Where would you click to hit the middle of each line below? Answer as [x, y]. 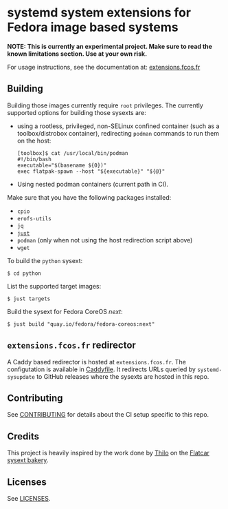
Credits [23, 436]
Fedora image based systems [93, 27]
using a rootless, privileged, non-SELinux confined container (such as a [118, 126]
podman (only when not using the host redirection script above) [105, 240]
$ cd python [24, 273]
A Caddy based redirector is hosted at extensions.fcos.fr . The [97, 362]
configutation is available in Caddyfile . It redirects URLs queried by [101, 369]
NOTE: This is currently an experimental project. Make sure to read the [110, 46]
